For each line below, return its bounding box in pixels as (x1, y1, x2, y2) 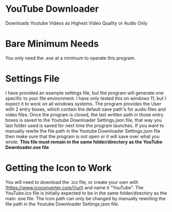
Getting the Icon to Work (5, 162, 112, 174)
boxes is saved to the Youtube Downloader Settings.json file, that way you (5, 117, 162, 123)
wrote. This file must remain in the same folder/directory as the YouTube (5, 139, 163, 145)
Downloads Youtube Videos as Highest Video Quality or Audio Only (5, 20, 148, 26)
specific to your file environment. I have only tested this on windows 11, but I (5, 95, 166, 101)
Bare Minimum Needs (5, 38, 99, 50)
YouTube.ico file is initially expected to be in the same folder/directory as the (5, 190, 167, 196)
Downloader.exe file (5, 144, 49, 150)
